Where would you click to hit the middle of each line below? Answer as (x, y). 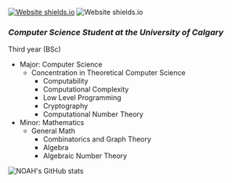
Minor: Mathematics (52, 123)
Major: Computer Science (61, 65)
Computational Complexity (86, 89)
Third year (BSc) (34, 49)
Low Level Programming (82, 98)
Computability (65, 81)
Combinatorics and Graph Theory (97, 139)
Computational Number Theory (93, 114)
